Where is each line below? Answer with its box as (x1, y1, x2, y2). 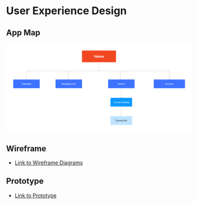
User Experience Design (6, 4, 127, 18)
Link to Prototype (14, 191, 57, 199)
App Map (6, 28, 41, 38)
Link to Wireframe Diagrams (14, 159, 83, 166)
